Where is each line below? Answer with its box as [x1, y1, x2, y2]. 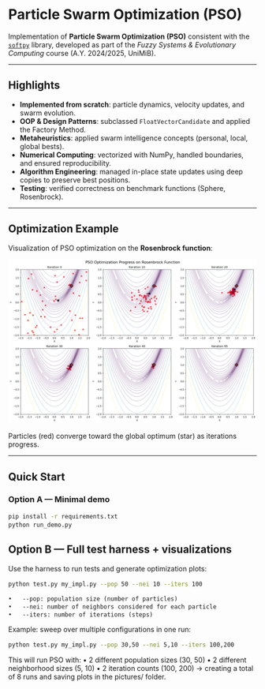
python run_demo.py [8, 521, 73, 529]
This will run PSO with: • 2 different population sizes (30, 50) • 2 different [8, 655, 247, 665]
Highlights [8, 79, 61, 92]
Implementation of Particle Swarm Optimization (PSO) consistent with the [8, 32, 250, 41]
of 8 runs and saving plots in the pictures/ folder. [8, 672, 166, 682]
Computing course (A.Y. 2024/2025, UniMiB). [8, 48, 156, 58]
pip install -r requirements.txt [8, 512, 118, 520]
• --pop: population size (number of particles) [8, 595, 178, 603]
